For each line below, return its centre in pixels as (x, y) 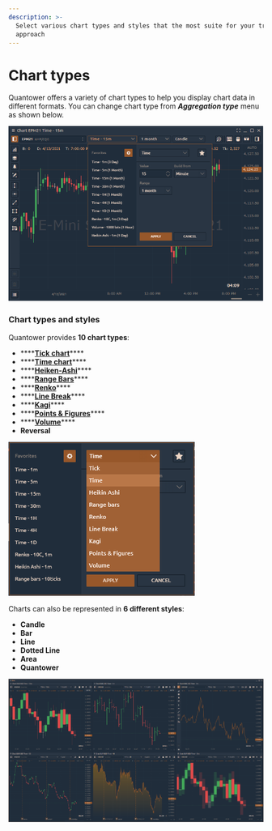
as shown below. (36, 115)
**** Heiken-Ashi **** (56, 370)
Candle (32, 624)
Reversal (35, 430)
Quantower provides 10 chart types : (69, 337)
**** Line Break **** (53, 396)
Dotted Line (40, 650)
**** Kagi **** (42, 404)
